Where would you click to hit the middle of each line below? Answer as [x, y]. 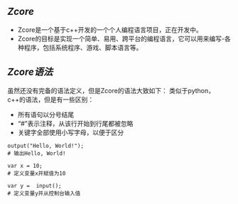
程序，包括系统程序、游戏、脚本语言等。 [83, 47]
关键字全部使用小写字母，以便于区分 [71, 132]
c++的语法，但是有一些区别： [51, 100]
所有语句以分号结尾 [46, 114]
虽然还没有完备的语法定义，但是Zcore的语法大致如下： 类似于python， [111, 90]
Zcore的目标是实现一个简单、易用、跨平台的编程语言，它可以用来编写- [121, 38]
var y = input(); [34, 186]
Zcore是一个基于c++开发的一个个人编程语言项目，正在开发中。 [110, 29]
